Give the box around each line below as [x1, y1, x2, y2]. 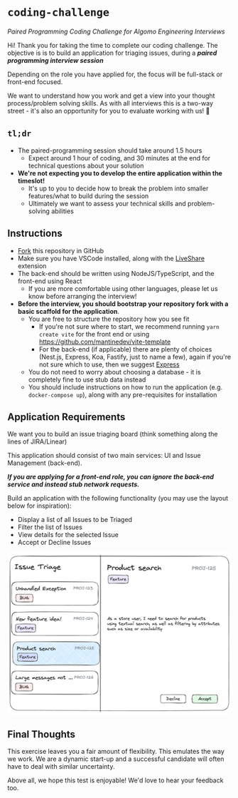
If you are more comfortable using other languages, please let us [28, 284, 218, 292]
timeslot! [17, 176, 45, 185]
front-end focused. [7, 77, 63, 86]
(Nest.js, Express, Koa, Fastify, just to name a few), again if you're [38, 352, 232, 361]
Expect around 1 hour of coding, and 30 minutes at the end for [28, 153, 211, 162]
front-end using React [17, 277, 82, 285]
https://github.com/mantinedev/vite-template [38, 337, 171, 346]
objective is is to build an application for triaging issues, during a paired [7, 48, 217, 57]
